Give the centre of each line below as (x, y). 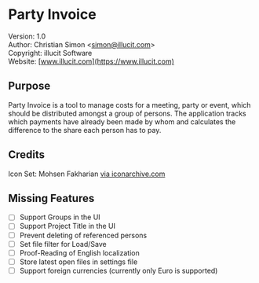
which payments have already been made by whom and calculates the (122, 121)
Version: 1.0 (27, 36)
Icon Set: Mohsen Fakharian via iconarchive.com (87, 174)
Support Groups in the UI (60, 217)
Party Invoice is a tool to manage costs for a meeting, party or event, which (129, 105)
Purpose (29, 86)
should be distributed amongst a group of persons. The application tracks (127, 113)
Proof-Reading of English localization (79, 252)
